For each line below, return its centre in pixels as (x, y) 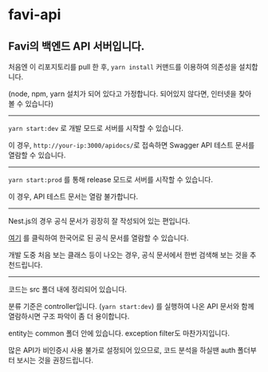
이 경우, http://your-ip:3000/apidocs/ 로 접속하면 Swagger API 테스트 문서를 (132, 145)
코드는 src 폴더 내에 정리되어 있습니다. (68, 289)
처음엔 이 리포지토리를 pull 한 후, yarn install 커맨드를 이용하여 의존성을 (123, 67)
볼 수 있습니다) (31, 104)
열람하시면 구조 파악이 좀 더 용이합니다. (69, 316)
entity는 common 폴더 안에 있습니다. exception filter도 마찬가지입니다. (119, 333)
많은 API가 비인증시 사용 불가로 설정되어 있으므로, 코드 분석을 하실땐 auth (122, 350)
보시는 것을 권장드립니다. (55, 360)
